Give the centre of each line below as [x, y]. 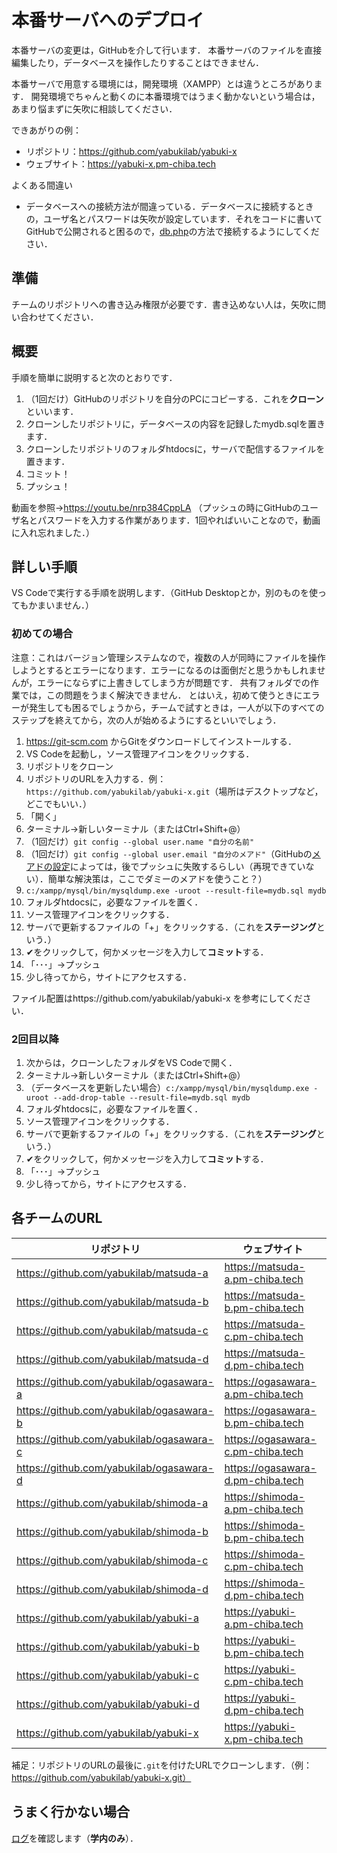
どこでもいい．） [59, 803]
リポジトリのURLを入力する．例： [96, 778]
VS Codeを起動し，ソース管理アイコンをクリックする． [140, 753]
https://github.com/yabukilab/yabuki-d [108, 1704]
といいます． [52, 411]
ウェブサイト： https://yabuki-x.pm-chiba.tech [121, 163]
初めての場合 [42, 634]
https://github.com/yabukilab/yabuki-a [107, 1618]
